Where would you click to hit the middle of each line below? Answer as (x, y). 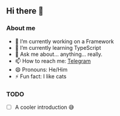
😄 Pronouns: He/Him (41, 69)
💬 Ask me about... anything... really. (59, 54)
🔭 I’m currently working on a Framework (64, 41)
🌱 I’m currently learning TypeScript (58, 47)
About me (21, 28)
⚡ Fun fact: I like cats (41, 76)
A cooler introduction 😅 (44, 107)
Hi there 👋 (25, 11)
